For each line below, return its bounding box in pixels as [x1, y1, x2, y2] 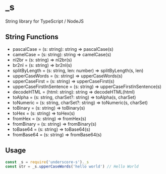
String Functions [5, 33, 59, 41]
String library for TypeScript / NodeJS [5, 18, 84, 24]
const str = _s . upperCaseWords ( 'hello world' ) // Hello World [5, 164, 139, 169]
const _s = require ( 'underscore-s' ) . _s [5, 159, 89, 164]
